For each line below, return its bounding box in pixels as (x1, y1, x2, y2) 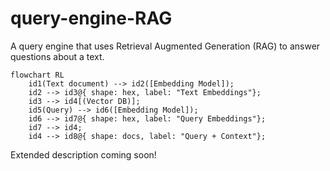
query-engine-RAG (10, 7, 173, 30)
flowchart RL (10, 70, 65, 80)
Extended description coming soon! (10, 148, 157, 161)
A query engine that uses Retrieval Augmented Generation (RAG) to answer (10, 40, 321, 52)
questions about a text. (10, 50, 105, 62)
